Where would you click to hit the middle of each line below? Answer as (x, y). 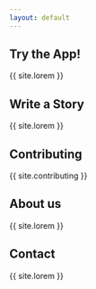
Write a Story (47, 104)
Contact (32, 254)
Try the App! (45, 54)
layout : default (39, 18)
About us (35, 204)
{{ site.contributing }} (48, 176)
